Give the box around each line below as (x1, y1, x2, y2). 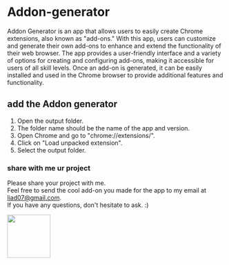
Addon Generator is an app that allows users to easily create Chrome (7, 27, 203, 35)
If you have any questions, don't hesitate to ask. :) (7, 201, 149, 209)
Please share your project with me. (7, 179, 106, 187)
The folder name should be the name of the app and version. (17, 124, 190, 132)
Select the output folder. (17, 146, 86, 154)
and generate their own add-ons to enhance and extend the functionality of (7, 41, 222, 50)
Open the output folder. (17, 117, 84, 125)
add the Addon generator (7, 98, 118, 110)
